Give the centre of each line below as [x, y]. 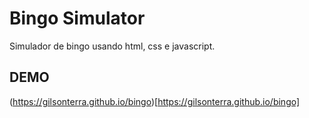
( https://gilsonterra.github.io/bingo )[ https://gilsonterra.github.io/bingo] [155, 101]
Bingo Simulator [77, 18]
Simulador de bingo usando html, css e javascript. [112, 46]
